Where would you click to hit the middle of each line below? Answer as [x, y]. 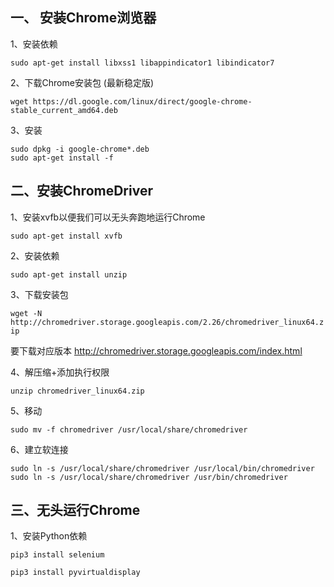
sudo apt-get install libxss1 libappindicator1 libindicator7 [142, 63]
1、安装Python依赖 [49, 536]
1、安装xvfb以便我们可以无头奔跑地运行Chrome [108, 217]
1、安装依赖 [34, 44]
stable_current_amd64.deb [64, 110]
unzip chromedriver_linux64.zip [77, 391]
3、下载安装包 [39, 294]
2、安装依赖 [35, 255]
